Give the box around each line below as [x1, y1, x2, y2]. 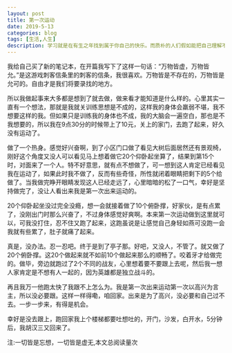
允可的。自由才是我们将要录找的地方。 [7, 80, 116, 87]
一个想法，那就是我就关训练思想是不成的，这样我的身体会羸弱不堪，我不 [19, 103, 225, 111]
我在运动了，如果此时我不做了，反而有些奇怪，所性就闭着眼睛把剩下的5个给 [7, 170, 223, 177]
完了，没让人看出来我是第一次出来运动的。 [19, 187, 140, 194]
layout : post [7, 10, 45, 17]
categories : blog [7, 29, 57, 37]
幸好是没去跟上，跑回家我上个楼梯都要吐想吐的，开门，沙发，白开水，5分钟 [7, 315, 223, 323]
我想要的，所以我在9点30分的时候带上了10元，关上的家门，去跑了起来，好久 [7, 120, 224, 128]
